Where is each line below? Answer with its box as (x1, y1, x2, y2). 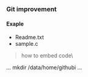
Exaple (6, 20, 24, 28)
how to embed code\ (21, 52, 73, 59)
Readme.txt (15, 34, 44, 41)
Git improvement (6, 5, 57, 13)
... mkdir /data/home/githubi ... (6, 64, 83, 71)
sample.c (15, 40, 38, 48)
